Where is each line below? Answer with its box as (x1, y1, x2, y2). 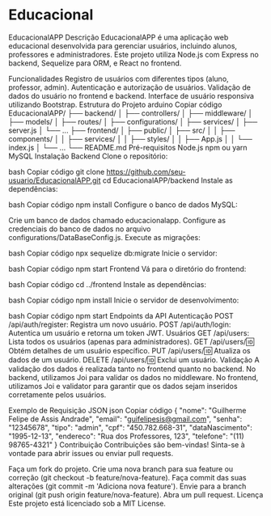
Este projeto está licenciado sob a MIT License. (8, 498, 166, 508)
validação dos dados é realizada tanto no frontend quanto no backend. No (8, 364, 256, 374)
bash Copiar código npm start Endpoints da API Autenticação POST (8, 311, 235, 320)
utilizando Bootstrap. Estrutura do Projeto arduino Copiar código (8, 99, 222, 109)
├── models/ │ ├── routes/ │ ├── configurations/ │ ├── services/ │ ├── (8, 116, 258, 126)
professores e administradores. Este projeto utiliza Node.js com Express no (8, 49, 259, 59)
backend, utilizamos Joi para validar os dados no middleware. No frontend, (8, 372, 259, 382)
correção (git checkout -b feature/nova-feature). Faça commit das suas (8, 472, 247, 482)
